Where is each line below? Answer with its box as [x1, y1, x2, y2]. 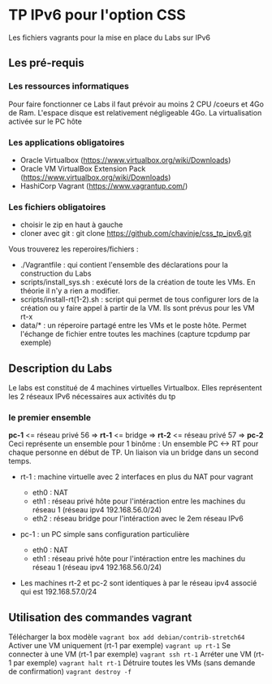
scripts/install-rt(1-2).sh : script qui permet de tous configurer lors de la [19, 294, 259, 304]
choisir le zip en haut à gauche [19, 220, 123, 229]
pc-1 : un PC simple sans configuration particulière [19, 529, 190, 539]
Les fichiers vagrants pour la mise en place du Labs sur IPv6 [8, 33, 211, 42]
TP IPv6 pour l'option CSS [8, 6, 187, 24]
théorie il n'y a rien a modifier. [19, 286, 120, 296]
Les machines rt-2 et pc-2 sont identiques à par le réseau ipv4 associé [19, 578, 257, 588]
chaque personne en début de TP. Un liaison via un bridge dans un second [8, 447, 259, 457]
